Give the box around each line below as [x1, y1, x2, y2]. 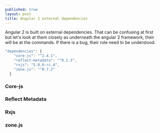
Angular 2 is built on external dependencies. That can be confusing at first [5, 30, 154, 35]
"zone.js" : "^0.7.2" [14, 67, 55, 72]
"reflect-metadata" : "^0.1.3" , [14, 58, 77, 63]
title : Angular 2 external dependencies [5, 16, 88, 21]
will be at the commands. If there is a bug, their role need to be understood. [5, 40, 156, 45]
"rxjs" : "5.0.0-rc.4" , [14, 62, 60, 67]
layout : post [5, 12, 32, 16]
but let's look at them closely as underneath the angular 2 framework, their [5, 34, 155, 40]
